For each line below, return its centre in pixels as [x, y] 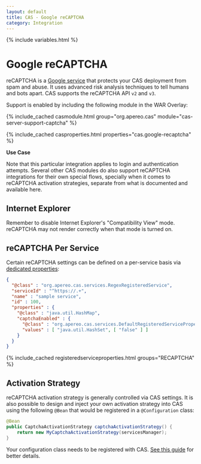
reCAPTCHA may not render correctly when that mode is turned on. [90, 229]
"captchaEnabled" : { [44, 319]
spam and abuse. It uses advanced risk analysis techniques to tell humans [98, 87]
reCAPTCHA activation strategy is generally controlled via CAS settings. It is [100, 398]
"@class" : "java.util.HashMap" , [59, 313]
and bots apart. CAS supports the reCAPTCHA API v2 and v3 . [81, 93]
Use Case [19, 153]
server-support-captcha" [37, 123]
